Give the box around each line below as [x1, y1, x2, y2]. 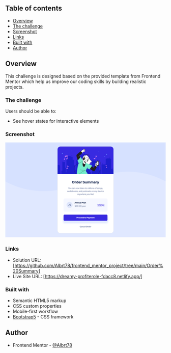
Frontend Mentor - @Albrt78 [12, 342, 72, 348]
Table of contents [5, 4, 62, 13]
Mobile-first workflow [12, 308, 59, 315]
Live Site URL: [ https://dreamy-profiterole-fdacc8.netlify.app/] [12, 273, 142, 279]
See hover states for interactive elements [12, 118, 99, 124]
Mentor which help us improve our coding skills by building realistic [5, 78, 147, 85]
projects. [5, 84, 24, 90]
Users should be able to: [5, 108, 57, 114]
